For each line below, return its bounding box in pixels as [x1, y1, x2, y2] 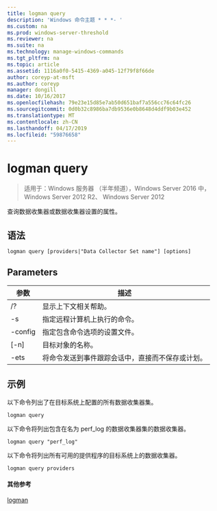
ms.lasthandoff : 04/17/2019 [7, 125, 88, 132]
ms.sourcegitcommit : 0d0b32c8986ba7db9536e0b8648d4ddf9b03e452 [7, 106, 192, 112]
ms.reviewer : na [7, 36, 53, 43]
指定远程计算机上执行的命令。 [42, 314, 139, 324]
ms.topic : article [7, 61, 60, 68]
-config [10, 326, 36, 336]
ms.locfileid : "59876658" [7, 131, 81, 138]
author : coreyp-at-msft [7, 73, 75, 81]
